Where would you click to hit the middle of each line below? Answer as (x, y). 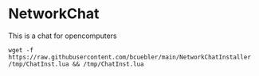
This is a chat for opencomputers (63, 36)
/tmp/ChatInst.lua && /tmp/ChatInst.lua (77, 64)
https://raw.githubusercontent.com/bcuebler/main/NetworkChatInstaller (129, 57)
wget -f (21, 50)
